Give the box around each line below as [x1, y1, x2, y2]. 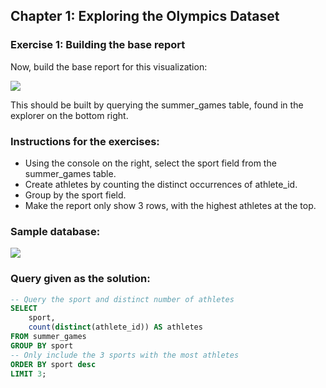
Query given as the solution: [10, 272, 151, 286]
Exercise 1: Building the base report [10, 38, 186, 52]
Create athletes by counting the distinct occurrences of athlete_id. [24, 178, 298, 190]
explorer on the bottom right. [10, 109, 129, 121]
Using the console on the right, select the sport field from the [24, 157, 277, 169]
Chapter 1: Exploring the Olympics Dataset [10, 8, 280, 25]
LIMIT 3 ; [10, 369, 47, 379]
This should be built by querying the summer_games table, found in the [10, 99, 304, 111]
